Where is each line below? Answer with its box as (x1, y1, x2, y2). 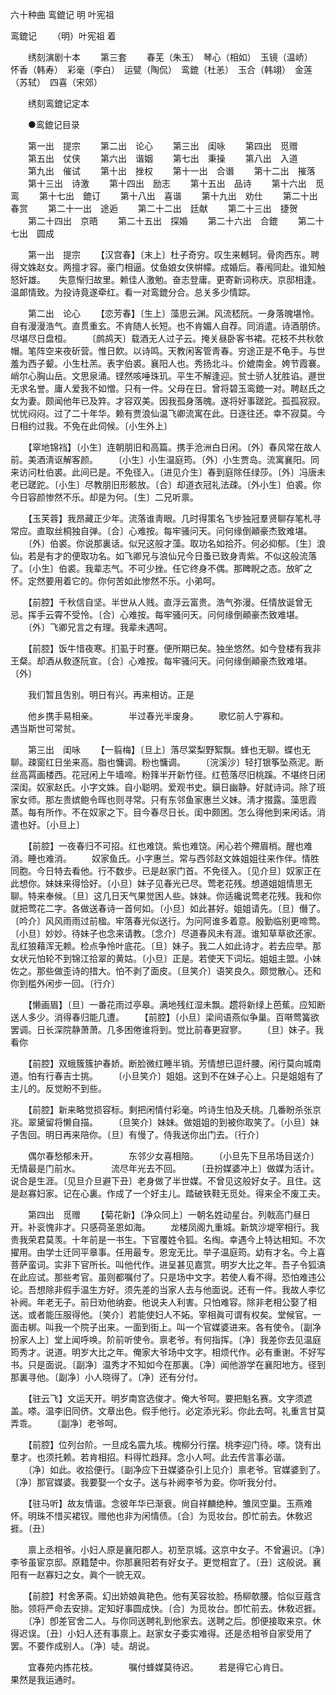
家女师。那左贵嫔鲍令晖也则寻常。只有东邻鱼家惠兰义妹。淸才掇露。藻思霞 (10, 794, 317, 805)
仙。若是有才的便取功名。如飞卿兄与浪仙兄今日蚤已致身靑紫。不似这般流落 (10, 550, 317, 562)
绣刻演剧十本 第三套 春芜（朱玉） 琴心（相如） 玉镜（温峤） (27, 51, 309, 63)
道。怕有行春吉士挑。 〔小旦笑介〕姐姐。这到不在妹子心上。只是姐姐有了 (10, 1070, 324, 1082)
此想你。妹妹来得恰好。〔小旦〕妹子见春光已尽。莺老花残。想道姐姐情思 (10, 878, 304, 889)
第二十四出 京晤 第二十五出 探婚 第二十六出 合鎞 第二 (27, 215, 316, 227)
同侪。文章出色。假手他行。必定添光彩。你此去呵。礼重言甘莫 (71, 1405, 326, 1417)
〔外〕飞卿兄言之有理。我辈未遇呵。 (27, 621, 173, 633)
